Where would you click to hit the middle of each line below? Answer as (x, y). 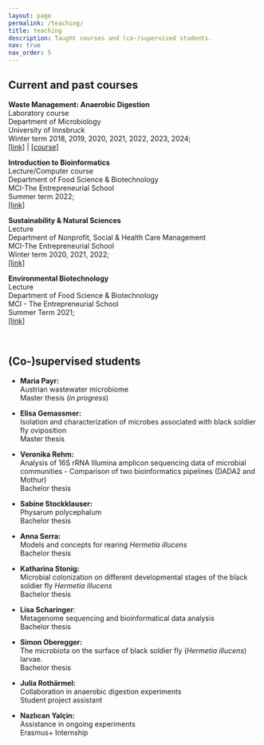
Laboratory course (39, 113)
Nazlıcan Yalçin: (47, 715)
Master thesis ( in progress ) (64, 397)
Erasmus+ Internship (54, 732)
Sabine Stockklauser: (56, 504)
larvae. (31, 659)
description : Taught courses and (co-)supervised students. (110, 38)
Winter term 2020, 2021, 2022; (59, 254)
